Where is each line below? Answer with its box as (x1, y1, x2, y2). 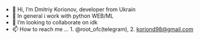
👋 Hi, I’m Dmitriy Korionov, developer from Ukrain (12, 6, 136, 13)
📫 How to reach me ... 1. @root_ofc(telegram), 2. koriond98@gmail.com (12, 26, 194, 33)
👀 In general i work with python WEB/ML (12, 12, 114, 19)
